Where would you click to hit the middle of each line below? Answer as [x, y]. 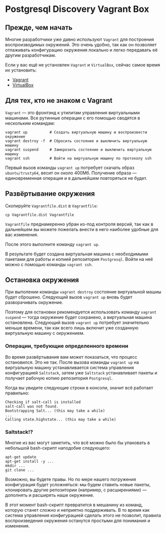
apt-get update [21, 457]
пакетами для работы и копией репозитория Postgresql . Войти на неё [79, 259]
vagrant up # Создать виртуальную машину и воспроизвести [76, 132]
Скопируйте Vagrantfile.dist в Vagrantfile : [52, 206]
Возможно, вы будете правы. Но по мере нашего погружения [71, 479]
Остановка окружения [42, 280]
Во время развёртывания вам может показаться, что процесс [71, 357]
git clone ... [20, 470]
